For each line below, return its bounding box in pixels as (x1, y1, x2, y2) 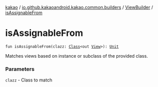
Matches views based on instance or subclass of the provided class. (5, 53, 148, 59)
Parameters (5, 65, 34, 72)
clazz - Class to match (5, 77, 52, 83)
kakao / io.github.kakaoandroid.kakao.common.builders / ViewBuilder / (5, 5, 153, 10)
